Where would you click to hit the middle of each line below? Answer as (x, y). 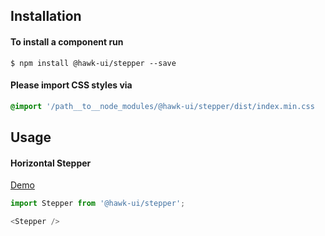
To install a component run (67, 41)
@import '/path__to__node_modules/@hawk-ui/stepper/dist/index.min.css (162, 106)
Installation (46, 16)
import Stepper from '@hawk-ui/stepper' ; (98, 204)
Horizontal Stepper (51, 163)
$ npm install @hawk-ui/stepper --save (93, 63)
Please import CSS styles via (71, 85)
